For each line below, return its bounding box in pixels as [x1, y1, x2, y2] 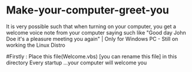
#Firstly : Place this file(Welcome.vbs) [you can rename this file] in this [6, 53, 177, 60]
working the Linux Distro [6, 42, 66, 49]
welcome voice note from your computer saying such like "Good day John [6, 29, 187, 36]
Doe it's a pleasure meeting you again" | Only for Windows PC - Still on [6, 35, 178, 42]
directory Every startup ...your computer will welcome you [6, 59, 147, 66]
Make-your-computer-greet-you [6, 4, 170, 17]
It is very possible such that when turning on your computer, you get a [6, 23, 177, 30]
